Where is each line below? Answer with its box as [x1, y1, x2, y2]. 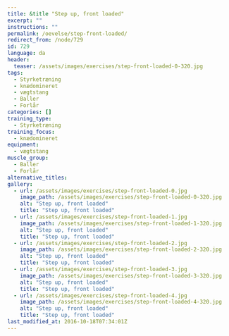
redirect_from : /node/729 [7, 37, 83, 44]
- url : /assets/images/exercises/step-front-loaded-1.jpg [13, 213, 188, 220]
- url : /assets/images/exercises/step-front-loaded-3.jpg [13, 266, 188, 273]
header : [7, 56, 30, 63]
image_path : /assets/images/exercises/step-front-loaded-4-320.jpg [20, 299, 222, 306]
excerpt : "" [7, 17, 42, 24]
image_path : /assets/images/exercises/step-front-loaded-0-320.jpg [20, 194, 222, 201]
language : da [7, 50, 46, 57]
